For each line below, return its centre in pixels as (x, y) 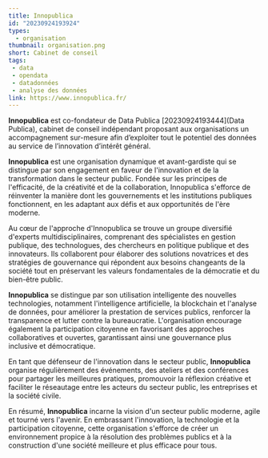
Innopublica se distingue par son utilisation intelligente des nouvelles (123, 295)
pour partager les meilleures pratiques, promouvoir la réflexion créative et (130, 379)
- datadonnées (35, 83)
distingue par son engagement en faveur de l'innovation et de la (114, 170)
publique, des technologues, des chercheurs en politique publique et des (129, 245)
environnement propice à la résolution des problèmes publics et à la (120, 437)
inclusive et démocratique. (52, 347)
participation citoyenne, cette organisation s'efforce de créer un (113, 428)
